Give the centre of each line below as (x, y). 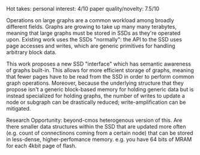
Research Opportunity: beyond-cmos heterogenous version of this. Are (94, 120)
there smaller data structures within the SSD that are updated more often (96, 126)
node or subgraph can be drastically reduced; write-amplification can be (96, 102)
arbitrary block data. (32, 52)
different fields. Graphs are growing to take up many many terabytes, (92, 27)
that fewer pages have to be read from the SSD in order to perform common (100, 77)
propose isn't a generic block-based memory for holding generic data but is (100, 89)
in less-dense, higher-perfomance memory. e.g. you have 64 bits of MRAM (99, 139)
